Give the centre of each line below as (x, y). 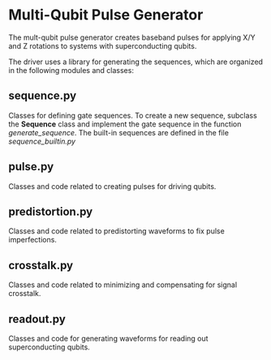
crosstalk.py (41, 265)
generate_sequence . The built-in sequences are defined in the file (119, 132)
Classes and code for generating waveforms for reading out (108, 339)
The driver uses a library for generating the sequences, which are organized (136, 62)
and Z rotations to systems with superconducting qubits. (103, 45)
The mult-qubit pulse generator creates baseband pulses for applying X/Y (132, 37)
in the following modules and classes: (71, 70)
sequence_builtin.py (42, 141)
